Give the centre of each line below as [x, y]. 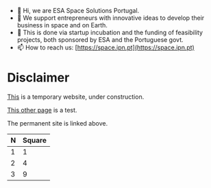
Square [35, 140]
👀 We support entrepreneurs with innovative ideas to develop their [111, 18]
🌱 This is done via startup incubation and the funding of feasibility [110, 32]
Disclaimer [38, 78]
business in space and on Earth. [62, 25]
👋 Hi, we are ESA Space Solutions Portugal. [78, 11]
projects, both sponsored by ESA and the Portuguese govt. [100, 40]
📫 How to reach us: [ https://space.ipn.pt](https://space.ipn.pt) [106, 47]
